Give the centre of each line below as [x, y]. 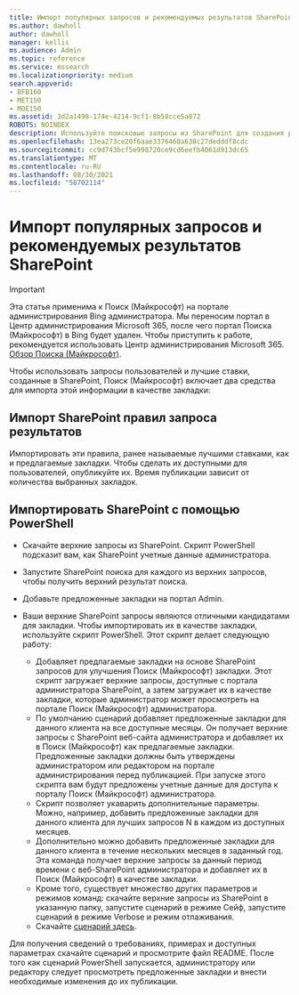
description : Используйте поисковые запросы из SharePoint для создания [147, 133]
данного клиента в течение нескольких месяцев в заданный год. [159, 850]
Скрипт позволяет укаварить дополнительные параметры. [147, 803]
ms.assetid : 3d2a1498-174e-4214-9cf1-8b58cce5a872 [105, 117]
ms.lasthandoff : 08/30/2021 [61, 174]
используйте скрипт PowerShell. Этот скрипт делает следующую [145, 635]
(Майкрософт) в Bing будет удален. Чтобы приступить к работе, [131, 336]
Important [27, 289]
